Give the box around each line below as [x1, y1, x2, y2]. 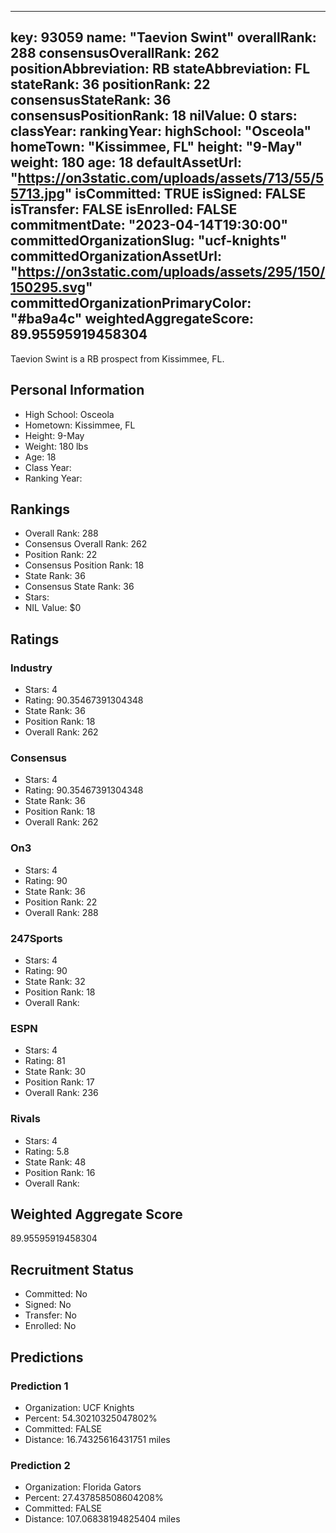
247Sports [10, 931, 63, 945]
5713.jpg [10, 186, 65, 203]
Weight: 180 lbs [24, 440, 89, 452]
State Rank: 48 [24, 1156, 87, 1168]
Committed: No [24, 1288, 88, 1300]
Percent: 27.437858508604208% [24, 1492, 164, 1504]
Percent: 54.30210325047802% [24, 1412, 158, 1424]
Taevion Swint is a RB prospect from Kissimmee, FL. [10, 352, 225, 365]
